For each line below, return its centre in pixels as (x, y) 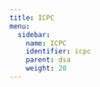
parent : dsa (48, 60)
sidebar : (34, 34)
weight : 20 (46, 69)
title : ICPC (32, 18)
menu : (20, 26)
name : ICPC (46, 43)
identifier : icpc (59, 52)
